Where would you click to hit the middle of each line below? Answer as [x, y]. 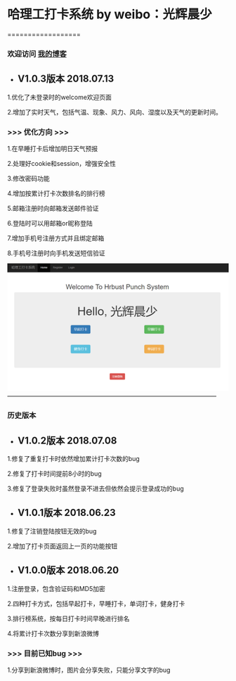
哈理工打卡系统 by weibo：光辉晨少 [110, 14]
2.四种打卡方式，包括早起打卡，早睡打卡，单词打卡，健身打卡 [96, 603]
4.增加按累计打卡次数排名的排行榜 [56, 193]
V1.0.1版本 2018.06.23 [66, 513]
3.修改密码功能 [29, 178]
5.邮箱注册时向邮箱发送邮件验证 [53, 208]
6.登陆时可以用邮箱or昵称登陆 [50, 223]
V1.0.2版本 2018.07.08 [67, 440]
